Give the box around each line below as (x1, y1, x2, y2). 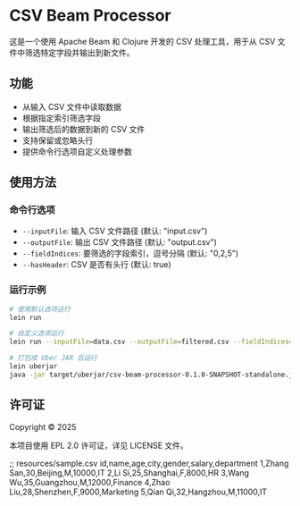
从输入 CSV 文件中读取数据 (21, 101, 122, 112)
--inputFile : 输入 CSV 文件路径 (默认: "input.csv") (21, 225, 208, 237)
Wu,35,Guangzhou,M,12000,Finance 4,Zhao (9, 476, 171, 487)
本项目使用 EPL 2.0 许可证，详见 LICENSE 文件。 (9, 440, 189, 451)
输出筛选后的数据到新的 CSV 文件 (21, 123, 146, 134)
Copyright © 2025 (9, 421, 77, 432)
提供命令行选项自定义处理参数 (21, 146, 132, 156)
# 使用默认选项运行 (9, 305, 71, 314)
